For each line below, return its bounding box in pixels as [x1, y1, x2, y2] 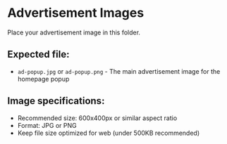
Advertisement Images [7, 5, 145, 21]
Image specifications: [7, 95, 105, 107]
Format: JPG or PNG [17, 121, 77, 129]
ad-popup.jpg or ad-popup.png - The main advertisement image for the [17, 67, 221, 75]
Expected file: [7, 48, 70, 60]
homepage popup [17, 74, 70, 83]
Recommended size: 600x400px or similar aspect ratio [17, 114, 178, 122]
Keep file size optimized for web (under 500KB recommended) [17, 129, 200, 137]
